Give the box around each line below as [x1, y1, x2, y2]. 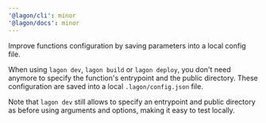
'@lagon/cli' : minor [8, 11, 77, 20]
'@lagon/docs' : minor [8, 19, 80, 27]
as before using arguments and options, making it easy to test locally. [8, 105, 236, 115]
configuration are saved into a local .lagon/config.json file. [8, 81, 204, 91]
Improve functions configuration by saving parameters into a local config [8, 40, 246, 50]
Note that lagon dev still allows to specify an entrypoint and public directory [8, 97, 256, 106]
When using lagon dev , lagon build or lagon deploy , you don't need [8, 64, 232, 74]
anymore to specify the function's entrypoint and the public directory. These [8, 73, 258, 83]
